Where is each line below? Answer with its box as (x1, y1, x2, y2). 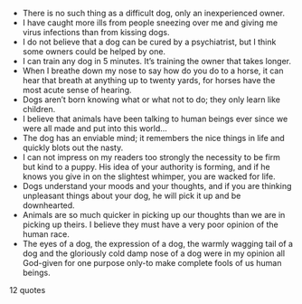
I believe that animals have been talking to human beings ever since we (22, 113, 288, 124)
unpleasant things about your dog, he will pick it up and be (22, 190, 241, 201)
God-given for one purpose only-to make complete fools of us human (22, 258, 282, 268)
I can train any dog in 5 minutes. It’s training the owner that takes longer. (22, 56, 292, 66)
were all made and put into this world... (22, 123, 167, 134)
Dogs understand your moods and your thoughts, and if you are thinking (22, 181, 292, 191)
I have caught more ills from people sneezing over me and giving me (22, 17, 278, 28)
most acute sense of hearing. (22, 85, 132, 95)
